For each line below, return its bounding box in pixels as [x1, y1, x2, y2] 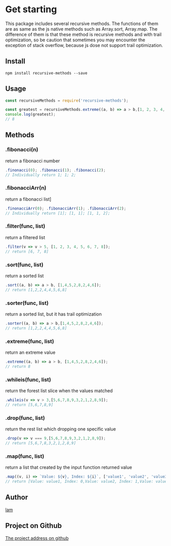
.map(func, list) [5, 453, 44, 460]
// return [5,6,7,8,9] [5, 402, 53, 407]
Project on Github [5, 521, 62, 530]
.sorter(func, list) [5, 299, 49, 306]
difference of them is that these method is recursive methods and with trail [5, 31, 162, 37]
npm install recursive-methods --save [5, 70, 88, 76]
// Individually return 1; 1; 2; [5, 172, 76, 177]
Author [5, 493, 28, 502]
